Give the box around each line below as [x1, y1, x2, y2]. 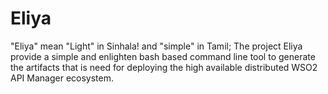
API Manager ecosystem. [10, 72, 114, 84]
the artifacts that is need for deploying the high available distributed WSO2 [10, 61, 318, 73]
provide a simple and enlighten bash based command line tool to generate [10, 50, 316, 62]
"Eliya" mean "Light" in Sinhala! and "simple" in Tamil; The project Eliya [10, 40, 303, 52]
